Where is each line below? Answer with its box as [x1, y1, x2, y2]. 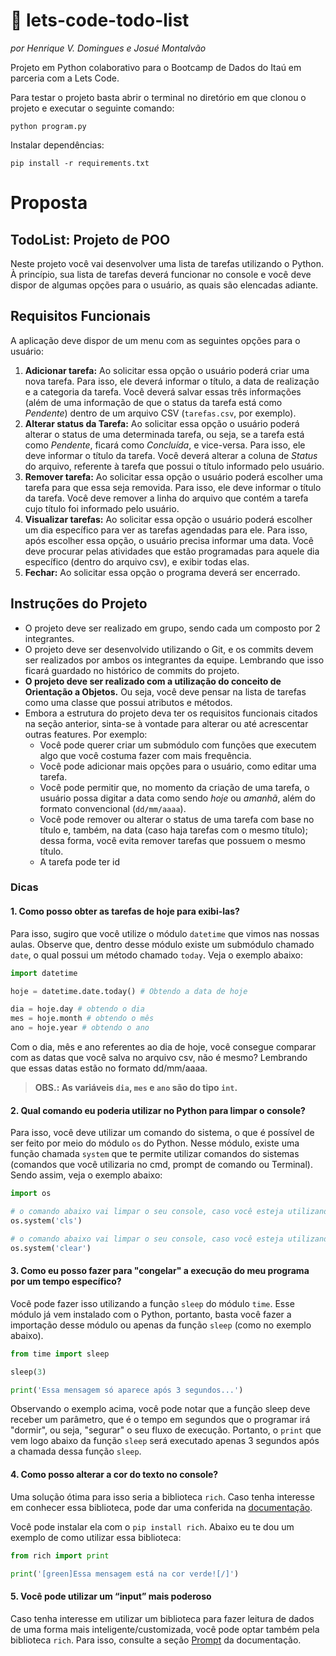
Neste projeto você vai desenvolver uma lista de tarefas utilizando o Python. [10, 257, 325, 269]
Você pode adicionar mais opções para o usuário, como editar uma [39, 760, 317, 772]
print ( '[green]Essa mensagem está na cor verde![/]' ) [10, 1569, 240, 1579]
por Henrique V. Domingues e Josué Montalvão [10, 42, 207, 54]
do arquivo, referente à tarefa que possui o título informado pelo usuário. [24, 460, 325, 472]
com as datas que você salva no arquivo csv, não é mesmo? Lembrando [10, 1052, 308, 1064]
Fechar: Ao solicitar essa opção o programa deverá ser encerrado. [24, 566, 301, 578]
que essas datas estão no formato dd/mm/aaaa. [10, 1062, 208, 1074]
